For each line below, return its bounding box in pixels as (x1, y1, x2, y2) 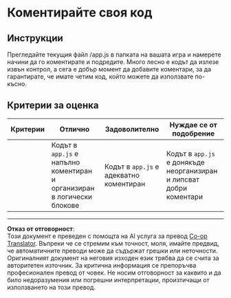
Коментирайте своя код (7, 5, 153, 21)
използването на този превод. (7, 283, 96, 291)
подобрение (171, 129, 215, 138)
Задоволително (104, 124, 159, 134)
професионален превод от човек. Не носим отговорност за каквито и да (7, 268, 221, 277)
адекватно (104, 170, 140, 180)
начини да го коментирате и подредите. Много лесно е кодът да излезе (7, 58, 219, 66)
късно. (7, 80, 27, 87)
